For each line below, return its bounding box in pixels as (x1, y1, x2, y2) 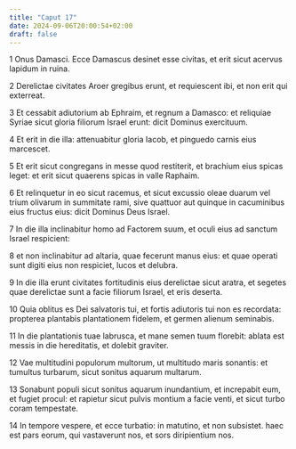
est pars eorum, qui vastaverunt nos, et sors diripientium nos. (9, 429, 234, 441)
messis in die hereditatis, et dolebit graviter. (9, 340, 169, 351)
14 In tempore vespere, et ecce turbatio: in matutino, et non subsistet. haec (9, 420, 284, 431)
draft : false (9, 29, 58, 38)
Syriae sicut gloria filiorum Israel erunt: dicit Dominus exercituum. (9, 117, 249, 127)
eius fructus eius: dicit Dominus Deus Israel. (9, 207, 171, 217)
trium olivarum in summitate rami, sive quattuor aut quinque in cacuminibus (9, 197, 285, 208)
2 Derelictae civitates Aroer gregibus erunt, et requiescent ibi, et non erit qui (9, 81, 288, 92)
